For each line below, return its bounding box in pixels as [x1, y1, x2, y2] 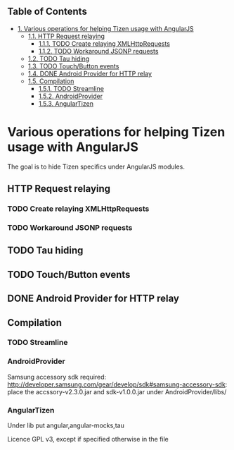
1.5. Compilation [27, 77, 74, 85]
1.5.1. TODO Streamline [38, 84, 104, 92]
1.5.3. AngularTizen [38, 99, 93, 108]
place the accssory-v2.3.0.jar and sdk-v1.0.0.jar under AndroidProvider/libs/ [7, 387, 227, 396]
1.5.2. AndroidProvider [38, 92, 103, 100]
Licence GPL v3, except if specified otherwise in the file [7, 435, 169, 444]
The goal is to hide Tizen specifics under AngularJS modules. [7, 162, 185, 171]
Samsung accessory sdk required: [7, 372, 107, 381]
